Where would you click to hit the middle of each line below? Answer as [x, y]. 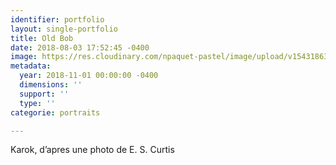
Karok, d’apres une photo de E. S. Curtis [92, 150]
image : [24, 57]
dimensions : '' [51, 85]
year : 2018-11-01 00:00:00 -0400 [89, 76]
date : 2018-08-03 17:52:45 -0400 [80, 47]
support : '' [44, 94]
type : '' [37, 103]
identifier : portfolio [57, 19]
